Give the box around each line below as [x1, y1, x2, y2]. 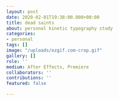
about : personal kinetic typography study [6, 25, 113, 31]
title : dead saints [6, 20, 55, 26]
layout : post [6, 8, 39, 15]
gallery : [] [6, 53, 36, 59]
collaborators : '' [6, 70, 52, 75]
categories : [6, 31, 36, 37]
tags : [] [6, 42, 28, 48]
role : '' [6, 58, 28, 64]
